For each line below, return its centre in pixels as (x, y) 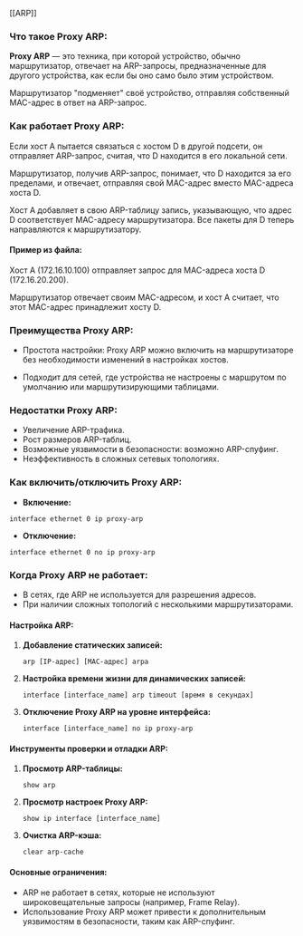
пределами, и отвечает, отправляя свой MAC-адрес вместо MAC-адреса (151, 183)
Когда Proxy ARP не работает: (79, 574)
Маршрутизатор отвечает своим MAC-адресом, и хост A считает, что (144, 297)
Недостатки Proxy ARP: (63, 410)
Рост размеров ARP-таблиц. (77, 439)
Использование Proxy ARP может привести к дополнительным (144, 912)
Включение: (47, 502)
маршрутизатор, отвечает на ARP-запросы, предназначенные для (138, 66)
